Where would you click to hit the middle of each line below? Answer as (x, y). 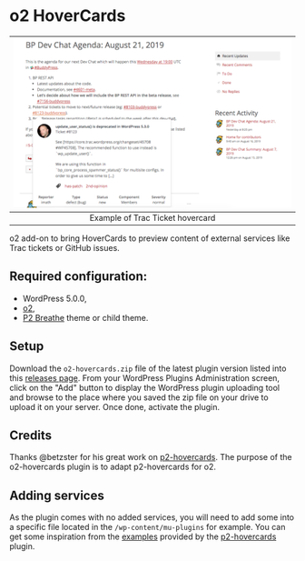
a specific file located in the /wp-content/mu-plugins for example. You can (148, 527)
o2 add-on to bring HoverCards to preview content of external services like (150, 238)
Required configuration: (79, 277)
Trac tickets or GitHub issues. (64, 247)
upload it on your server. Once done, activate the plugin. (115, 406)
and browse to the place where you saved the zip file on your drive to (139, 397)
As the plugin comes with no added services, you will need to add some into (152, 517)
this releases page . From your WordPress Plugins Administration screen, (144, 377)
